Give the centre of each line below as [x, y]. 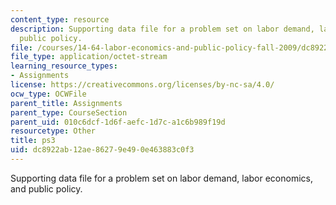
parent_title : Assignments [66, 103]
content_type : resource [60, 19]
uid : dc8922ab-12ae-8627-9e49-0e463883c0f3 [102, 150]
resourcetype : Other [53, 131]
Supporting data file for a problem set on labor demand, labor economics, [161, 178]
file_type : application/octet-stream [89, 57]
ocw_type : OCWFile [48, 94]
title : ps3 [33, 141]
